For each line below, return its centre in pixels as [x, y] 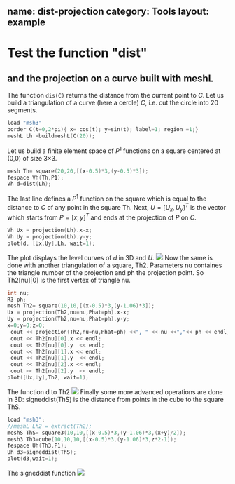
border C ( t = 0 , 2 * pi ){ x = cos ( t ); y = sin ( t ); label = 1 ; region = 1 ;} [103, 130]
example [27, 23]
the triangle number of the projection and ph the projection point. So [106, 272]
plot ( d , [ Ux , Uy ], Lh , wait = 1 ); [51, 243]
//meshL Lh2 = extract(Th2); [50, 426]
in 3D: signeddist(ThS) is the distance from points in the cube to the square [115, 399]
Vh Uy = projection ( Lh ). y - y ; [50, 237]
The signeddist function [42, 473]
